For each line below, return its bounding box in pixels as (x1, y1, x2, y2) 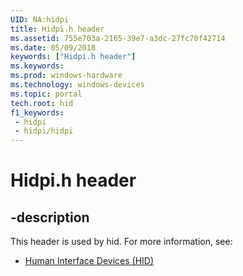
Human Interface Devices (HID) (24, 255, 155, 267)
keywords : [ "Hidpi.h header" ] (10, 52, 137, 62)
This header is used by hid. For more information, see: (10, 236, 233, 248)
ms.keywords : (10, 61, 65, 71)
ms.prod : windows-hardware (10, 71, 123, 81)
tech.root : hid (10, 98, 74, 108)
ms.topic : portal (10, 89, 83, 99)
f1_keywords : (10, 107, 65, 118)
